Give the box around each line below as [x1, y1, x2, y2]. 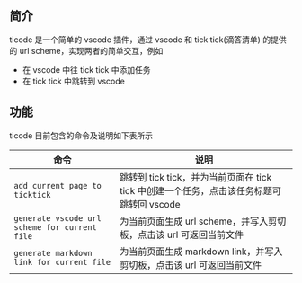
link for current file [13, 257, 111, 267]
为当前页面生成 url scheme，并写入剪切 [120, 215, 287, 227]
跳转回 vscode [120, 198, 182, 210]
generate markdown [13, 248, 93, 258]
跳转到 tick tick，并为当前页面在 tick [120, 171, 272, 183]
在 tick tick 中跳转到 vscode [22, 75, 126, 86]
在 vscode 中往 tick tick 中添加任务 [22, 64, 151, 75]
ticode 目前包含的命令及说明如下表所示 [9, 129, 154, 141]
